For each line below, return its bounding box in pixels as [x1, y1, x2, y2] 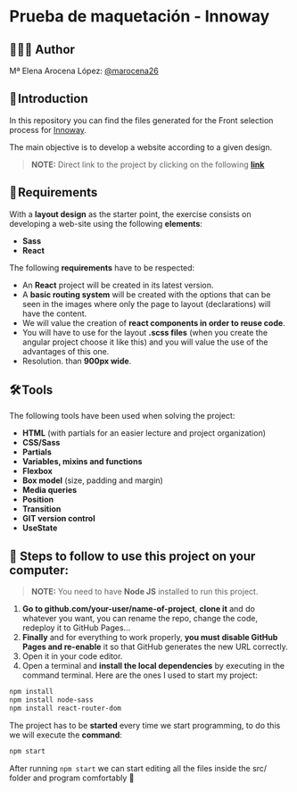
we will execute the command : [9, 729, 123, 740]
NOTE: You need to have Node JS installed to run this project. [30, 587, 259, 597]
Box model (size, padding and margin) [21, 475, 163, 486]
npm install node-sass [9, 696, 94, 704]
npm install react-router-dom [9, 704, 122, 713]
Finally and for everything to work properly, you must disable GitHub [21, 632, 278, 643]
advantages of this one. [21, 346, 110, 356]
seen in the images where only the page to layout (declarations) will [21, 298, 271, 309]
